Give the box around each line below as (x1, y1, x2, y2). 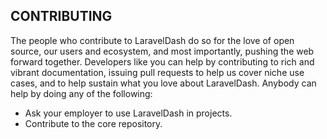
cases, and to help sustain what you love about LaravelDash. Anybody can (10, 77, 317, 89)
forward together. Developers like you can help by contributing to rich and (10, 55, 315, 68)
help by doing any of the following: (10, 87, 153, 99)
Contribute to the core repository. (24, 117, 163, 129)
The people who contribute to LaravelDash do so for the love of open (10, 34, 295, 46)
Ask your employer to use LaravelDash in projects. (24, 107, 233, 119)
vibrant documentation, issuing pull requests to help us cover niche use (10, 66, 305, 78)
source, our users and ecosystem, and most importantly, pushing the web (10, 45, 315, 57)
